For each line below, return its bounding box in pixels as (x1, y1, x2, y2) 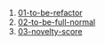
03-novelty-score (17, 26, 83, 36)
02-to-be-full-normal (17, 17, 96, 27)
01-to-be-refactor (17, 8, 83, 18)
